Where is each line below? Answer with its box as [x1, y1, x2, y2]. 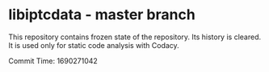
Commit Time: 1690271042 [8, 56, 99, 66]
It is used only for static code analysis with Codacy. [8, 40, 179, 50]
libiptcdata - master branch [8, 6, 195, 24]
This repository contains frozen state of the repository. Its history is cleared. [8, 32, 261, 42]
